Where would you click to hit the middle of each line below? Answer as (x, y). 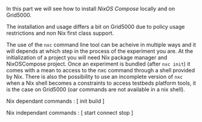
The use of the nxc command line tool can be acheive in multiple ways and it (101, 45)
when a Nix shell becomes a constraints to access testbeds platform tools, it (101, 83)
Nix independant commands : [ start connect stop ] (70, 113)
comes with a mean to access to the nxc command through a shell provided (101, 70)
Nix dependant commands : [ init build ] (55, 101)
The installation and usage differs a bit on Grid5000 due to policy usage (96, 27)
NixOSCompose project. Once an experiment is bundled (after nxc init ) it (98, 64)
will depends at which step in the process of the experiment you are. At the (100, 51)
